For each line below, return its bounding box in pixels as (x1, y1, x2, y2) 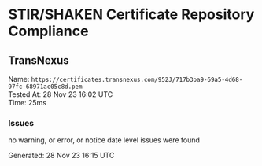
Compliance (8, 22, 89, 40)
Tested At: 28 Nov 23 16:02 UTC (8, 90, 113, 99)
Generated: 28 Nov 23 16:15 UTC (8, 151, 115, 160)
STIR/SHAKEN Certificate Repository (8, 6, 255, 24)
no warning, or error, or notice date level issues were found (8, 135, 201, 145)
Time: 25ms (8, 98, 47, 107)
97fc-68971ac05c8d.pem (8, 83, 83, 90)
